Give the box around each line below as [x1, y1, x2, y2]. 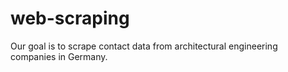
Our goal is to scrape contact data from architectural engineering [10, 40, 278, 52]
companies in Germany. [10, 50, 108, 62]
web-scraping [10, 7, 130, 30]
